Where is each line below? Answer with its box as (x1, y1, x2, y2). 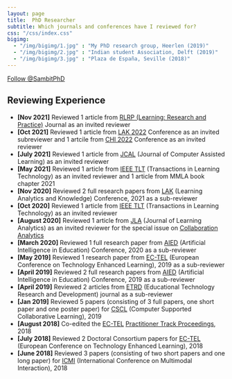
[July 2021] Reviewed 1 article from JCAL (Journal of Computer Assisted (17, 150, 225, 158)
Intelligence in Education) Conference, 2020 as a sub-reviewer (17, 246, 197, 254)
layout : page (7, 10, 45, 17)
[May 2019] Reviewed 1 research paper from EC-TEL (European (17, 253, 199, 261)
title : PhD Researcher (7, 17, 76, 24)
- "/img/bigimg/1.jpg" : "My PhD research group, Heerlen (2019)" (13, 42, 209, 49)
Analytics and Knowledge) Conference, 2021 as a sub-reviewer (17, 194, 198, 202)
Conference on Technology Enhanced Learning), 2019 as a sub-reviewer (17, 260, 225, 269)
